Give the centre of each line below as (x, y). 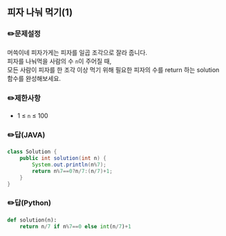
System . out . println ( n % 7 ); (69, 165)
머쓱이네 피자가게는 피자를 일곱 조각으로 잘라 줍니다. (77, 52)
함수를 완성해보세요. (34, 78)
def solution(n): (32, 220)
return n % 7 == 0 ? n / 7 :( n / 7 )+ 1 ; (72, 171)
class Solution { (32, 152)
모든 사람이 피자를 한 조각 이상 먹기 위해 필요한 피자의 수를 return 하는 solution (113, 70)
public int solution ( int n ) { (63, 158)
